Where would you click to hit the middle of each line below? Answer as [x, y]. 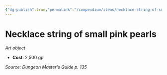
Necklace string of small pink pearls [81, 34]
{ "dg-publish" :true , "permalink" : [40, 10]
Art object [15, 48]
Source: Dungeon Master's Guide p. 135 [46, 67]
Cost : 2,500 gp [28, 57]
